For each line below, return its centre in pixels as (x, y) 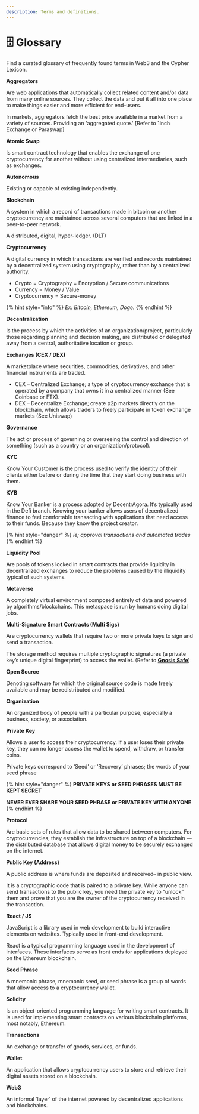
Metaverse (20, 588)
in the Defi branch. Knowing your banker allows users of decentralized (92, 510)
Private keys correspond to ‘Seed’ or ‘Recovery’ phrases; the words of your (98, 766)
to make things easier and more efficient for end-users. (74, 105)
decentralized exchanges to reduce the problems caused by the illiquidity (96, 570)
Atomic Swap (23, 141)
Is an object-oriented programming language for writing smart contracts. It (97, 1010)
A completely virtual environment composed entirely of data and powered (96, 600)
